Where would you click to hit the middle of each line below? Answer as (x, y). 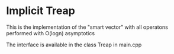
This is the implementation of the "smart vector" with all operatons (87, 27)
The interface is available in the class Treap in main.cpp (74, 45)
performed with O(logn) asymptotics (51, 33)
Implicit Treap (41, 11)
